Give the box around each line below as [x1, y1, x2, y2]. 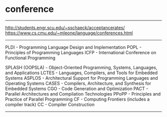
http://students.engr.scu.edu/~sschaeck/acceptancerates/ [5, 24, 125, 30]
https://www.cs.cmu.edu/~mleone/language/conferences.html [5, 30, 133, 36]
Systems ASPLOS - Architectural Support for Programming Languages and [5, 75, 158, 81]
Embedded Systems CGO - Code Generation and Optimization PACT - [5, 86, 148, 92]
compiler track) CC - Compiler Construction [5, 101, 95, 108]
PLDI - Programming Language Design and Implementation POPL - [5, 44, 142, 50]
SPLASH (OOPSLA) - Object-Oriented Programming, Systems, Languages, [5, 64, 158, 70]
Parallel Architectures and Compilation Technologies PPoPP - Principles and [5, 91, 161, 97]
